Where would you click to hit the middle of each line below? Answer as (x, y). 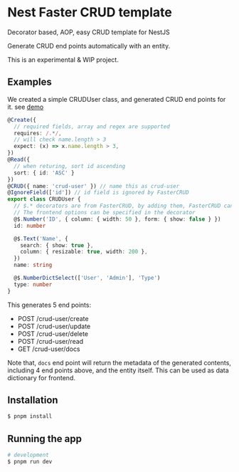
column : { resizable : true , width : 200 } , (84, 252)
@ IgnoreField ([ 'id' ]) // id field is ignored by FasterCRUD (99, 193)
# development (28, 455)
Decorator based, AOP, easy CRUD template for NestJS (89, 32)
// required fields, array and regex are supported (92, 126)
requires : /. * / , (38, 133)
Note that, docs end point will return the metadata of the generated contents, (119, 362)
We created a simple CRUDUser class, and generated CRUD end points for (117, 99)
